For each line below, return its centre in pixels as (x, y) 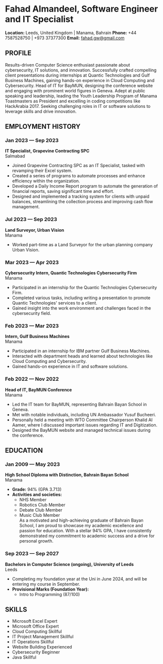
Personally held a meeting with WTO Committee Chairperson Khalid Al (82, 420)
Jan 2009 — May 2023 (33, 464)
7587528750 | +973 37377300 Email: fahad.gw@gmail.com (65, 38)
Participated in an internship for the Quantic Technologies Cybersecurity (84, 288)
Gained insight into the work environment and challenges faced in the (81, 308)
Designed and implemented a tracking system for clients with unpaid (81, 196)
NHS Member (33, 500)
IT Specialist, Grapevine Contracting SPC (47, 151)
